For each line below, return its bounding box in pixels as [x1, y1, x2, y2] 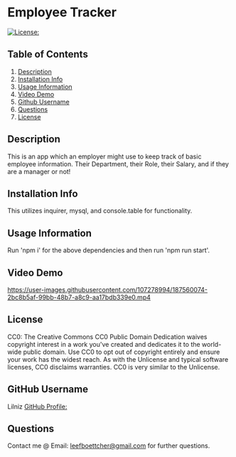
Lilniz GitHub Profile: [7, 402, 68, 411]
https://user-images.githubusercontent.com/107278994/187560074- [7, 286, 208, 294]
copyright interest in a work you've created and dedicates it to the [7, 340, 200, 348]
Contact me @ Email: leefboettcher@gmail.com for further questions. [7, 441, 210, 450]
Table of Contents [7, 48, 89, 60]
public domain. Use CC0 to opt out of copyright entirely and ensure [23, 348, 220, 356]
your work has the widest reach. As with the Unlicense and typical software [7, 355, 229, 363]
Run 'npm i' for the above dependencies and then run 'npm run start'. [7, 246, 210, 254]
